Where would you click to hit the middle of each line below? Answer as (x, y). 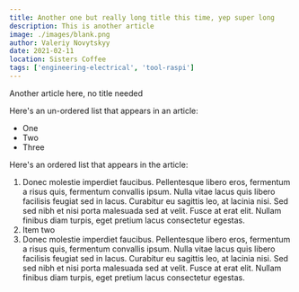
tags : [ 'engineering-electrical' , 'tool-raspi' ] (102, 68)
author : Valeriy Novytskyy (60, 43)
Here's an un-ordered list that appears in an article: (104, 111)
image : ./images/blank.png (60, 34)
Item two (39, 229)
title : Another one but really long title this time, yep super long (142, 18)
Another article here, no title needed (76, 93)
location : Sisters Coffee (57, 59)
